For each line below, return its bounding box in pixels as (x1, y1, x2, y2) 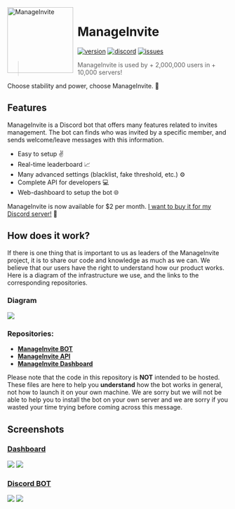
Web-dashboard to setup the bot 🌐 (17, 188, 119, 196)
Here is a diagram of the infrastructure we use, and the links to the (7, 271, 199, 279)
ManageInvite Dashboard (17, 360, 93, 368)
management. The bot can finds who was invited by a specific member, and (7, 128, 227, 136)
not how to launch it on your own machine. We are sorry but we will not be (7, 388, 222, 397)
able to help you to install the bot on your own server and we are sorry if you (7, 395, 228, 404)
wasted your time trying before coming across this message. (7, 403, 183, 412)
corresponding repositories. (7, 278, 88, 287)
